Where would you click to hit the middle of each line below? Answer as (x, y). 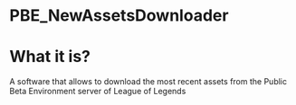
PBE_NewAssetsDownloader (119, 16)
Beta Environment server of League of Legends (98, 92)
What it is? (50, 57)
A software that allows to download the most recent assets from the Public (148, 82)
